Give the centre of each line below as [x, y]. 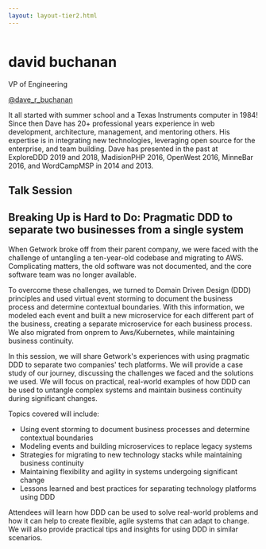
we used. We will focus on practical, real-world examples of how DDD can [129, 381]
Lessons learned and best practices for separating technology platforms [138, 488]
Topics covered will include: [54, 414]
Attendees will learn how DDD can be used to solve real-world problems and [133, 512]
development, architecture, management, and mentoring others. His [119, 131]
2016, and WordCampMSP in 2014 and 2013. [81, 165]
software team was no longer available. [72, 274]
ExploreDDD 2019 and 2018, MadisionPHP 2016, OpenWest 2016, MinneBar [131, 157]
